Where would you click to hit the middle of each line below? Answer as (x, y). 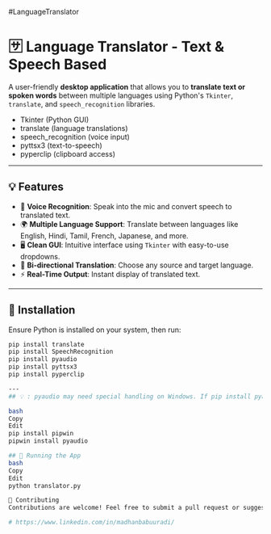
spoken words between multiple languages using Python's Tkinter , (121, 95)
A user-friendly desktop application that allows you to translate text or (127, 86)
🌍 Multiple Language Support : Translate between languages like (129, 224)
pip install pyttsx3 (43, 367)
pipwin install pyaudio (48, 441)
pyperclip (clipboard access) (67, 153)
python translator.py (45, 486)
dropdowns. (40, 256)
